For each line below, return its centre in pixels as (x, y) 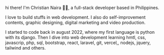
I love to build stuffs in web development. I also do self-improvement (76, 17)
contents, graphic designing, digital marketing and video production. (76, 23)
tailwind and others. (25, 48)
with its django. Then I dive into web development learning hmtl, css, (76, 37)
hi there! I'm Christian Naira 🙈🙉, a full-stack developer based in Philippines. (82, 8)
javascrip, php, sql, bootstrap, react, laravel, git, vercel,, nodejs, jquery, (78, 43)
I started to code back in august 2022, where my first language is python (80, 32)
